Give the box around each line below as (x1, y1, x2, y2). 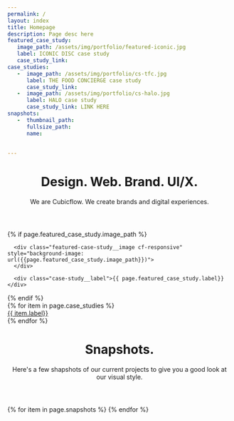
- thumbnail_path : (16, 116, 75, 123)
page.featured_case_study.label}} (122, 275, 224, 283)
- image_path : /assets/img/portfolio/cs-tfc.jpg (16, 70, 167, 77)
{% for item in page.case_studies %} (7, 301, 115, 310)
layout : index (7, 17, 50, 24)
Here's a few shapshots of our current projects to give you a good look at (12, 365, 227, 373)
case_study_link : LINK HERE (26, 103, 110, 111)
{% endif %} (7, 294, 44, 303)
